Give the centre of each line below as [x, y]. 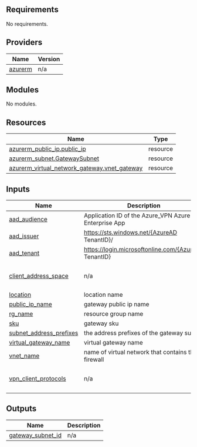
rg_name [21, 314]
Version [49, 59]
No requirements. [27, 24]
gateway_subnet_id [35, 435]
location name [103, 295]
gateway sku [101, 323]
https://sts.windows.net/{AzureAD [131, 233]
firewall [94, 360]
